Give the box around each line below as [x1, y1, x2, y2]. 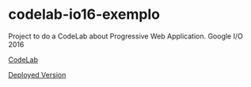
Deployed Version [8, 70, 67, 79]
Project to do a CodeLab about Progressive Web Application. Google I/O [8, 31, 243, 41]
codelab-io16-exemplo [8, 5, 161, 24]
